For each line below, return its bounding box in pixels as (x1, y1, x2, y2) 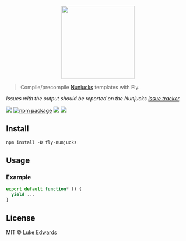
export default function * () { (6, 186, 82, 192)
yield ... (11, 192, 35, 198)
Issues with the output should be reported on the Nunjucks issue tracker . (6, 95, 181, 102)
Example (6, 173, 31, 181)
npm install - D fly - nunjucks (6, 139, 77, 145)
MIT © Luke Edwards (6, 229, 57, 236)
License (6, 213, 36, 223)
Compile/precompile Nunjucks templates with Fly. (20, 84, 140, 90)
